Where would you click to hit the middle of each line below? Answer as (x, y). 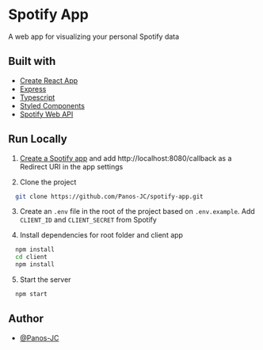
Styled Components (52, 105)
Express (33, 89)
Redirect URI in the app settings (71, 166)
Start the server (45, 280)
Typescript (37, 97)
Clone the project (48, 182)
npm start (31, 295)
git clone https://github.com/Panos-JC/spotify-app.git (109, 196)
